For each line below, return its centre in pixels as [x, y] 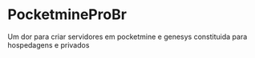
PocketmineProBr [67, 15]
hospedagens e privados [49, 44]
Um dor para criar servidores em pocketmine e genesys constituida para [127, 37]
